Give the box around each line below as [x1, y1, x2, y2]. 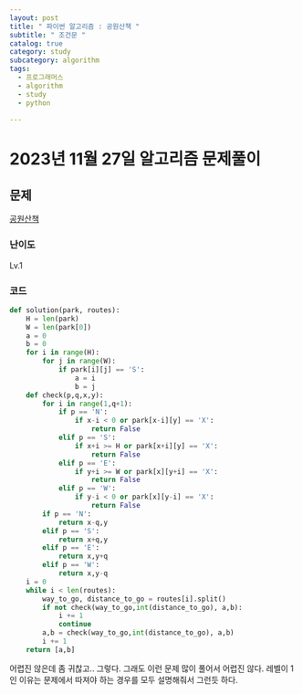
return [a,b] [26, 645, 76, 654]
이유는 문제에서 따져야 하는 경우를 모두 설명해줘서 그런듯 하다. [18, 674, 239, 685]
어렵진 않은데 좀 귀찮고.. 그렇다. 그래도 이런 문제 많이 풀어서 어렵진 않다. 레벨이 [9, 663, 289, 674]
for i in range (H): [26, 348, 100, 357]
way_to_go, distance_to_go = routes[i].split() [42, 594, 226, 604]
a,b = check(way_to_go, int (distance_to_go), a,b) [42, 628, 235, 637]
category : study [9, 47, 71, 57]
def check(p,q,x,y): [26, 390, 104, 400]
